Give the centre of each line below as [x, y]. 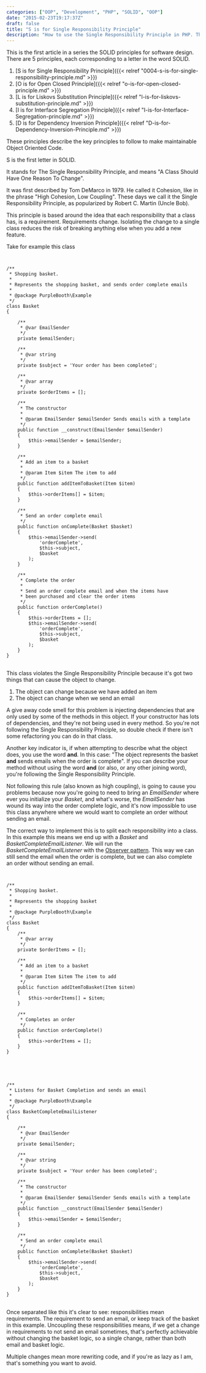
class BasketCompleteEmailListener [52, 1112]
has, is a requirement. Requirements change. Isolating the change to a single [103, 222]
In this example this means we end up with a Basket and [77, 837]
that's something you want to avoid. [51, 1363]
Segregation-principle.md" [49, 117]
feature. [16, 235]
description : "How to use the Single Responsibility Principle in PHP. [100, 35]
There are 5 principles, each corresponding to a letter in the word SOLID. [98, 59]
